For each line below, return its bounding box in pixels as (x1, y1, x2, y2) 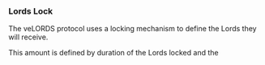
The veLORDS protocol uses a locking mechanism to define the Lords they (8, 24, 257, 34)
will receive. (8, 32, 49, 42)
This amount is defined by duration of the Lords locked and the (8, 48, 219, 58)
